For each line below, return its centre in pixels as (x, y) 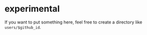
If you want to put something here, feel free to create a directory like (73, 22)
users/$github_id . (23, 27)
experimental (32, 9)
